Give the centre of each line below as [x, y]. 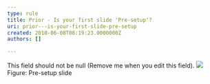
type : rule [23, 13]
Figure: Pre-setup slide [40, 73]
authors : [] [24, 39]
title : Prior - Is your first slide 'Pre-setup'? [80, 20]
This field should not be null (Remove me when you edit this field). [101, 65]
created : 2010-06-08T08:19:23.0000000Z [64, 33]
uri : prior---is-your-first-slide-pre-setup [72, 26]
